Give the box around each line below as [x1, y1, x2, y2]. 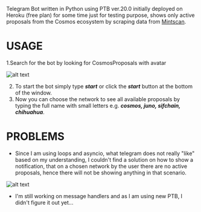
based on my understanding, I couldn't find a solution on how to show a [14, 156, 194, 163]
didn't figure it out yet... [14, 199, 74, 206]
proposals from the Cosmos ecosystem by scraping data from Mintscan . [6, 18, 187, 25]
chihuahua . [14, 108, 45, 116]
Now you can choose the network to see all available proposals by [14, 95, 180, 102]
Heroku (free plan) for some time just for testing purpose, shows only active [6, 12, 195, 19]
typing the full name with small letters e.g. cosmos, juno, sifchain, [14, 102, 181, 109]
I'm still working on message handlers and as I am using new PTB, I [14, 192, 183, 199]
